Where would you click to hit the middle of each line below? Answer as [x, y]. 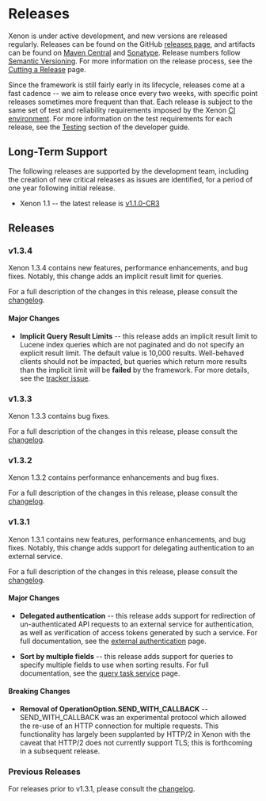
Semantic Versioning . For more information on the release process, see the [131, 61]
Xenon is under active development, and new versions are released [118, 36]
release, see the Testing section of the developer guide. [99, 127]
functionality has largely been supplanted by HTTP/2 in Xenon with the [135, 734]
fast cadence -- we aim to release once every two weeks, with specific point [133, 93]
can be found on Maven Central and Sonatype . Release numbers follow [124, 52]
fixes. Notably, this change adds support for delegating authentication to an [131, 547]
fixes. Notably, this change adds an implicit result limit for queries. [116, 276]
